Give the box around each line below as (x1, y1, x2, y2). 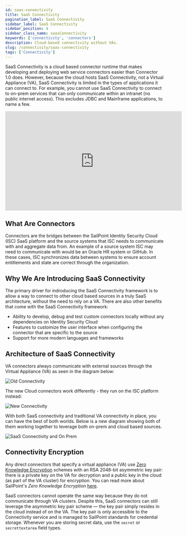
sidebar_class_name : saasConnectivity (5, 31, 87, 36)
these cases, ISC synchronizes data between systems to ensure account (5, 254, 156, 260)
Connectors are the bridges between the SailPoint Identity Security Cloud (5, 233, 158, 239)
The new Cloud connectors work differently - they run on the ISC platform (5, 388, 159, 394)
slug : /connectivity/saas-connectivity (5, 45, 89, 50)
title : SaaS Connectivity (5, 12, 59, 17)
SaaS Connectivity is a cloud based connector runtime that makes (5, 64, 143, 70)
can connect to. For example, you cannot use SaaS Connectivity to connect (5, 85, 162, 91)
